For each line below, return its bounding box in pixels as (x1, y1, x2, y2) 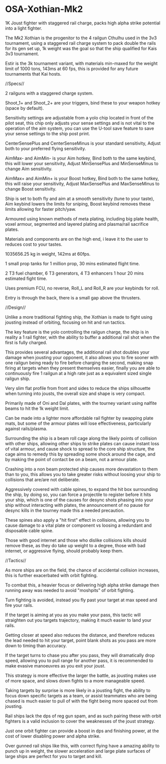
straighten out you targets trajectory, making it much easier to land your (5, 617, 152, 623)
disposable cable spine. (5, 527, 54, 533)
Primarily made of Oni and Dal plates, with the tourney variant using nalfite (5, 400, 157, 406)
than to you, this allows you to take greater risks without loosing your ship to (5, 471, 161, 477)
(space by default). (5, 105, 44, 111)
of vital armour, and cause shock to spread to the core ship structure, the (5, 446, 155, 452)
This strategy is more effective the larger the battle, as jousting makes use (5, 672, 157, 678)
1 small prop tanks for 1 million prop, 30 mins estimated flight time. (5, 260, 140, 267)
